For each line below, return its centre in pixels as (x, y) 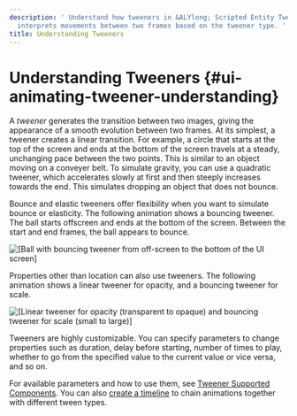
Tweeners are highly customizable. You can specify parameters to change (145, 338)
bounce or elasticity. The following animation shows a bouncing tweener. (142, 213)
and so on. (29, 366)
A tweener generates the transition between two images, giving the (132, 121)
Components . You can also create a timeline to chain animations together (142, 393)
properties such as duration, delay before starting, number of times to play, (146, 348)
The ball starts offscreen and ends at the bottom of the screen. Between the (147, 223)
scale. (20, 295)
